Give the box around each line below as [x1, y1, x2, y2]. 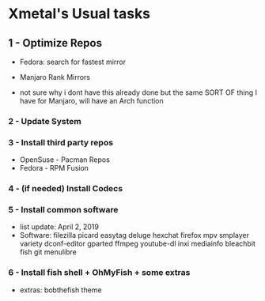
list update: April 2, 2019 [19, 222, 99, 231]
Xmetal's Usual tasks [8, 5, 151, 23]
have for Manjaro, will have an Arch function [19, 96, 164, 105]
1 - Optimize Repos [8, 36, 103, 50]
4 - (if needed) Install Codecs [8, 183, 123, 194]
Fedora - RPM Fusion [19, 164, 89, 173]
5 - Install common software [8, 205, 119, 216]
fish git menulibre [19, 247, 77, 257]
